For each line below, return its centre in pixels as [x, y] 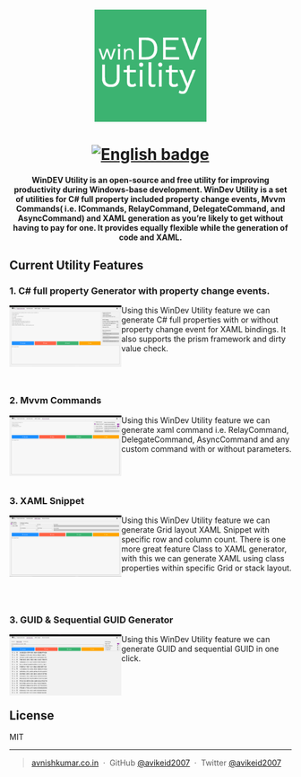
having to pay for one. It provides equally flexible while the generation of [150, 227]
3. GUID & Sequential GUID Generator [91, 620]
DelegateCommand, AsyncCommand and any [206, 439]
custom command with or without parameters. [206, 448]
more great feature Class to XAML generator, [204, 549]
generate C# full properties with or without [200, 320]
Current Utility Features [77, 265]
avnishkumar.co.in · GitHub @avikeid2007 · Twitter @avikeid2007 [156, 763]
